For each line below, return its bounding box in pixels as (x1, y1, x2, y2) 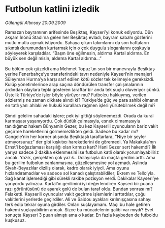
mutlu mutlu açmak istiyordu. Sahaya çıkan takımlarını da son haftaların (5, 39, 149, 45)
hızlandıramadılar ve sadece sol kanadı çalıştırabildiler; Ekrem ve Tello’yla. (5, 170, 155, 176)
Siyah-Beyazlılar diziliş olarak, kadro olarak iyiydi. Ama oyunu (5, 165, 130, 171)
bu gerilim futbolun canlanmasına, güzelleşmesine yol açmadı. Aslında (5, 160, 148, 166)
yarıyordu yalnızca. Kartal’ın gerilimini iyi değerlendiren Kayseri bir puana (5, 180, 153, 186)
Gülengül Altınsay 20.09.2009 (5, 20, 66, 26)
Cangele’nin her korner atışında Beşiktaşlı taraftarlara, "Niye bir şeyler (5, 134, 146, 140)
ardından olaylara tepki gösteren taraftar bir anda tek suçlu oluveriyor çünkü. (5, 86, 161, 92)
